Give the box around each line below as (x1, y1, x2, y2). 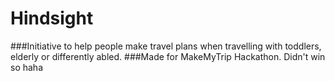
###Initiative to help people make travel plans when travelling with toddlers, (10, 40, 322, 52)
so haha (10, 61, 44, 73)
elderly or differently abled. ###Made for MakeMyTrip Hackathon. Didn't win (10, 50, 326, 62)
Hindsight (10, 7, 94, 30)
